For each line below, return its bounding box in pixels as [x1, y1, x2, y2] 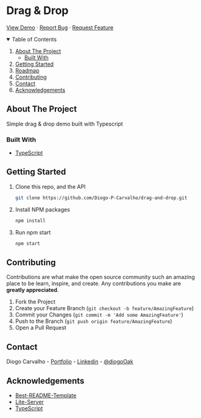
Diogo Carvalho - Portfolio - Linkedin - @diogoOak [6, 358, 133, 366]
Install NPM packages [15, 205, 70, 213]
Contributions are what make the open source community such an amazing [6, 274, 195, 281]
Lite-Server [15, 398, 44, 405]
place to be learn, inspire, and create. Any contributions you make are [6, 280, 182, 287]
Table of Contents [12, 35, 57, 43]
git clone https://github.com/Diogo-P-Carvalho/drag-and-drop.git [15, 194, 188, 201]
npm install [15, 218, 46, 224]
